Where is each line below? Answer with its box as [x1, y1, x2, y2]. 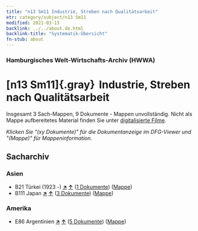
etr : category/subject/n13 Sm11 [6, 14, 86, 20]
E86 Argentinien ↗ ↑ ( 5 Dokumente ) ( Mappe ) [14, 218, 127, 225]
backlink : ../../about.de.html [6, 25, 84, 32]
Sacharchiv [6, 152, 49, 162]
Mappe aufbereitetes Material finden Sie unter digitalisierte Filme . [6, 117, 166, 124]
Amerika [6, 204, 32, 213]
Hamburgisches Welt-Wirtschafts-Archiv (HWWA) [6, 56, 156, 64]
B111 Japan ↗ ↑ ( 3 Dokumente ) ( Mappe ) [14, 189, 114, 196]
